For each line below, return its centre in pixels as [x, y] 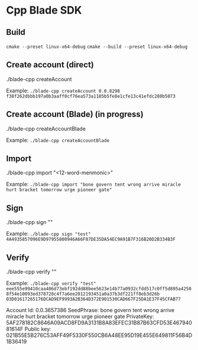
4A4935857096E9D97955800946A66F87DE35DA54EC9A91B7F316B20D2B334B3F [91, 239]
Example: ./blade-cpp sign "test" [48, 234]
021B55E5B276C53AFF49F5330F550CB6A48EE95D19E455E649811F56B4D [99, 335]
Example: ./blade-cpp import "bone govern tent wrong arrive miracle [94, 184]
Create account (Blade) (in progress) [75, 114]
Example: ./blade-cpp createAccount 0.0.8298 [63, 90]
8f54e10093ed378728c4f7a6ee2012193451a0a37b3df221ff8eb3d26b [83, 294]
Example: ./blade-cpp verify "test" [51, 283]
